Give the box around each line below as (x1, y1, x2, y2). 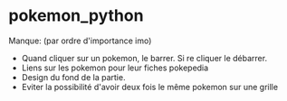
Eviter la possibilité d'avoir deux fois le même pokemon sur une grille (21, 81, 278, 92)
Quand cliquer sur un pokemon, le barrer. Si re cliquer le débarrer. (21, 52, 268, 63)
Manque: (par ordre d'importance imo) (8, 35, 152, 46)
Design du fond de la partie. (21, 71, 126, 82)
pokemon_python (8, 5, 144, 26)
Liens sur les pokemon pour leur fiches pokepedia (21, 62, 209, 73)
